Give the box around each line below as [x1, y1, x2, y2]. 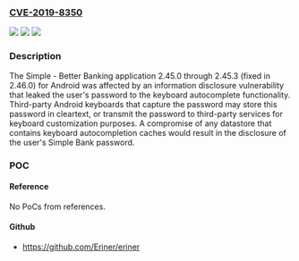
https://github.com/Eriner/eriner [21, 241, 141, 252]
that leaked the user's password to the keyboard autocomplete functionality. [9, 89, 291, 100]
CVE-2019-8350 [9, 6, 83, 19]
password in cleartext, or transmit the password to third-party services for [9, 108, 284, 119]
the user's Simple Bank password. [9, 137, 135, 147]
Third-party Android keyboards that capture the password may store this [9, 98, 278, 109]
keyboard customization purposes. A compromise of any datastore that [9, 118, 272, 129]
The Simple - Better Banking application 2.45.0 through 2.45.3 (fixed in [9, 70, 271, 81]
